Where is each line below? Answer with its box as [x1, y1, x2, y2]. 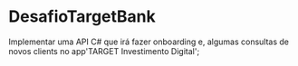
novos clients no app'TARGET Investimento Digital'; [8, 45, 200, 56]
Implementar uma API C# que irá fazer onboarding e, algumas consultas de [8, 36, 289, 47]
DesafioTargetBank [8, 6, 156, 27]
